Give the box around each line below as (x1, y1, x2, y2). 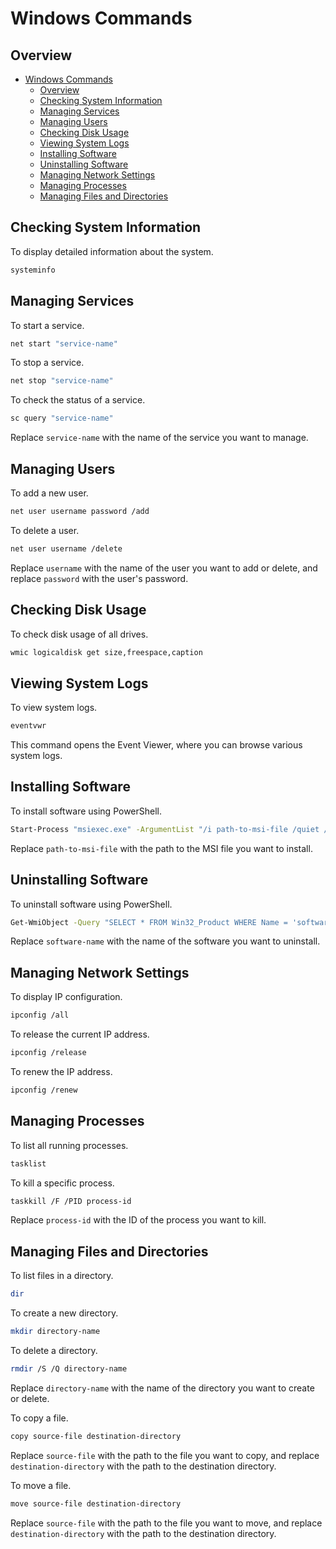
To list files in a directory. (10, 1270, 114, 1282)
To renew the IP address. (10, 1066, 113, 1077)
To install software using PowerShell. (10, 805, 163, 817)
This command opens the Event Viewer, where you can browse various (10, 739, 303, 751)
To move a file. (10, 1479, 72, 1491)
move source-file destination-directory (10, 1498, 182, 1509)
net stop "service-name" (10, 376, 114, 386)
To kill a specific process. (10, 1177, 115, 1189)
